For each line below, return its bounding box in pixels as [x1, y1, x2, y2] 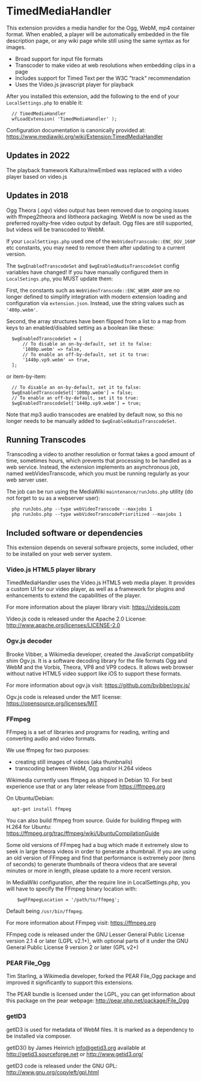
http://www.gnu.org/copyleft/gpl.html [6, 1068, 99, 1076]
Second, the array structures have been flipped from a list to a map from [6, 317, 186, 324]
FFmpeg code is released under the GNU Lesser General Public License [6, 931, 185, 938]
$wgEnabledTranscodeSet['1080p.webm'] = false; [11, 390, 134, 396]
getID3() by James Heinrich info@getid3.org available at [6, 1044, 146, 1051]
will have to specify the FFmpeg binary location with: [6, 885, 137, 892]
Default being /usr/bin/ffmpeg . [6, 907, 83, 915]
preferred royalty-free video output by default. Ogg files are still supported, [6, 219, 193, 227]
